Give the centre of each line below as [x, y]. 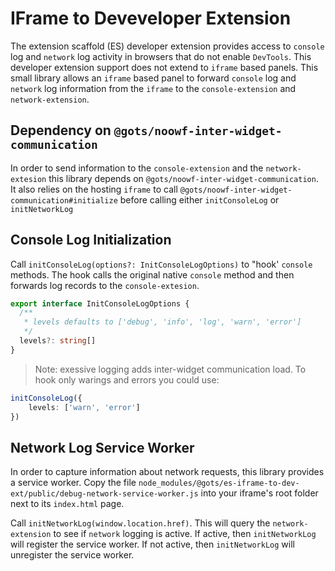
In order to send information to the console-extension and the [137, 168]
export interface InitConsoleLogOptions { [100, 303]
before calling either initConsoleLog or [199, 199]
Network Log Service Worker [102, 447]
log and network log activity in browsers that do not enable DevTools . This [161, 56]
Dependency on [61, 130]
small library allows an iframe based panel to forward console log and [153, 78]
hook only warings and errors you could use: [127, 379]
